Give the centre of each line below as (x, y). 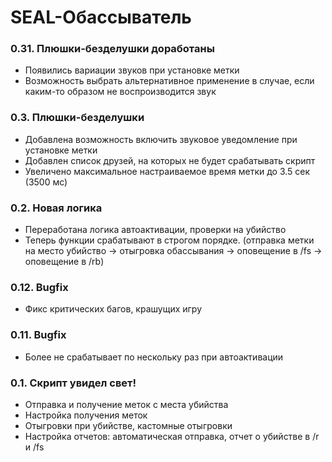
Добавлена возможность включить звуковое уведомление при (161, 139)
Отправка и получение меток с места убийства (126, 404)
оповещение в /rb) (64, 262)
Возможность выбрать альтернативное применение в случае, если (169, 81)
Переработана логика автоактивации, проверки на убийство (155, 230)
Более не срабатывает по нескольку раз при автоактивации (154, 357)
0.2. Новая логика (56, 208)
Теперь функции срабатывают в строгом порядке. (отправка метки (169, 240)
